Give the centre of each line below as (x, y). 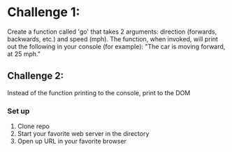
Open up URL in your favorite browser (72, 141)
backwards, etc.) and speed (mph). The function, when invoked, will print (113, 39)
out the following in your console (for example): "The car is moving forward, (116, 46)
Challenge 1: (44, 12)
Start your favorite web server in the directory (83, 134)
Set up (19, 111)
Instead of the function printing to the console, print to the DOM (99, 92)
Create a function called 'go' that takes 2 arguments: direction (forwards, (112, 32)
